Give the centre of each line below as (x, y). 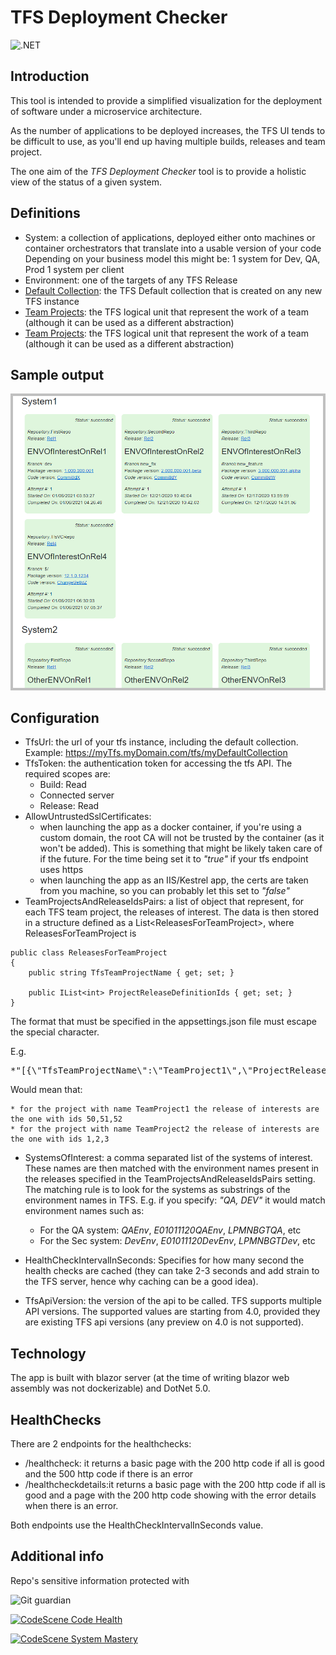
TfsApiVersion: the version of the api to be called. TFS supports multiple (173, 1301)
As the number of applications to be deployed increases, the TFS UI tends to (168, 130)
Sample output (57, 374)
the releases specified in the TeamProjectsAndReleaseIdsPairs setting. (170, 1179)
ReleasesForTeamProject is (80, 933)
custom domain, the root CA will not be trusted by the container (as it (182, 838)
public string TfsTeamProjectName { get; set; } (131, 973)
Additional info (57, 1556)
